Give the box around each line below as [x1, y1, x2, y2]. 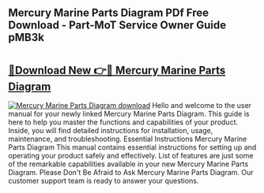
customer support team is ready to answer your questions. [8, 176, 199, 185]
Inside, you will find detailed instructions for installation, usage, [8, 126, 213, 135]
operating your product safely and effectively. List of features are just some [8, 151, 254, 160]
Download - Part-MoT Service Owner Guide [8, 19, 227, 32]
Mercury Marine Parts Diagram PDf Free [8, 6, 209, 20]
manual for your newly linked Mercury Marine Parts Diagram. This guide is [8, 109, 250, 118]
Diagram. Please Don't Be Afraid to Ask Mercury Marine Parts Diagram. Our [8, 168, 255, 176]
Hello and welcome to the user [152, 101, 251, 109]
